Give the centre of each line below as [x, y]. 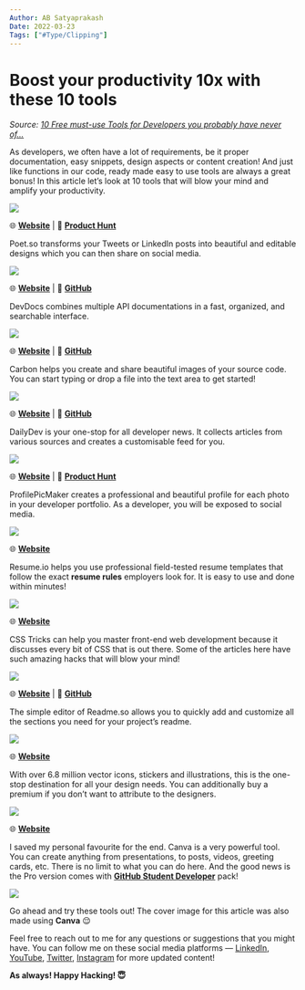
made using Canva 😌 [50, 921]
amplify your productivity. [58, 191]
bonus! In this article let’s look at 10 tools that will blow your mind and [139, 181]
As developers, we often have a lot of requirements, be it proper [129, 152]
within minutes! [38, 587]
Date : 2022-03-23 [42, 26]
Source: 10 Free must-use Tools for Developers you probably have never [146, 125]
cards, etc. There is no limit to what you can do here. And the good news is [150, 867]
